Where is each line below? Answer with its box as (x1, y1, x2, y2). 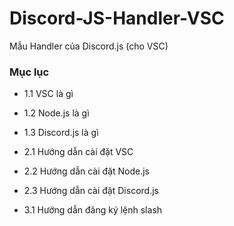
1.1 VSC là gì (23, 88, 74, 100)
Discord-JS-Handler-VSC (9, 7, 225, 30)
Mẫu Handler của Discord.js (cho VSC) (9, 40, 169, 52)
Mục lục (9, 65, 50, 79)
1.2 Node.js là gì (23, 107, 90, 119)
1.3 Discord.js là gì (23, 127, 99, 139)
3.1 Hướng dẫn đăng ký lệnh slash (23, 204, 163, 216)
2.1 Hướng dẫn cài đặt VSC (23, 146, 134, 158)
